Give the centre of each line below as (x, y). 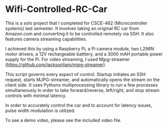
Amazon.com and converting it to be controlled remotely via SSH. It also (79, 33)
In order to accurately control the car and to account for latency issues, (79, 105)
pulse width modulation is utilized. (40, 110)
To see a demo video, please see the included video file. (63, 120)
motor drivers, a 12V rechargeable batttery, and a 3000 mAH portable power (84, 54)
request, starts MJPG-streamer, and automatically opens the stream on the (82, 79)
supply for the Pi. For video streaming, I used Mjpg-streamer (68, 59)
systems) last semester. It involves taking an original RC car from (72, 28)
